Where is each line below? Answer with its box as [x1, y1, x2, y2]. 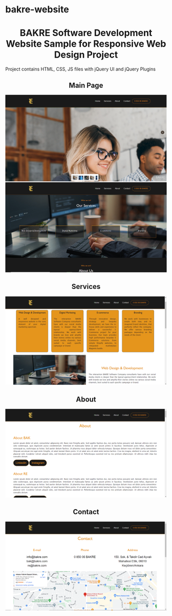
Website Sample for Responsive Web [6, 38, 166, 50]
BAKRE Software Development [19, 27, 153, 39]
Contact [73, 508, 99, 516]
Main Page [69, 81, 103, 89]
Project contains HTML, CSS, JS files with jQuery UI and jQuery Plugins [5, 66, 156, 73]
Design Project [54, 49, 118, 61]
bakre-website [5, 4, 69, 15]
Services [71, 282, 101, 291]
